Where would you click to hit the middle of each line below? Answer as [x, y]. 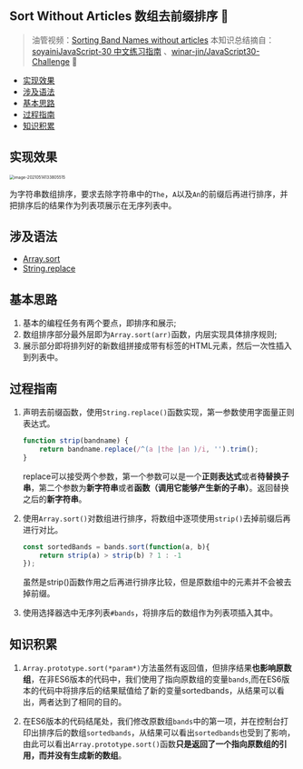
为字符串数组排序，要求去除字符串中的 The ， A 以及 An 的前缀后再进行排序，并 [149, 194]
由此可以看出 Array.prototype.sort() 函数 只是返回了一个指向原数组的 [151, 744]
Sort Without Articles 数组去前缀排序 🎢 [119, 16]
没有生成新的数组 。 [90, 755]
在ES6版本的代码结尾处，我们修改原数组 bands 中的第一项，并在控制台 [151, 722]
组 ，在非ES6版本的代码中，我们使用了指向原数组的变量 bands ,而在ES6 [152, 679]
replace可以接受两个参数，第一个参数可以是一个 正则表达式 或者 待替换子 [156, 476]
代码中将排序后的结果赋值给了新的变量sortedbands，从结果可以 [158, 691]
